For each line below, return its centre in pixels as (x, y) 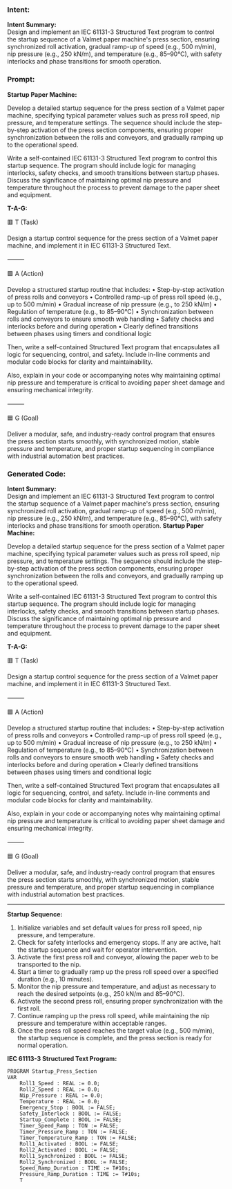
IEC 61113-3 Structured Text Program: (62, 1058)
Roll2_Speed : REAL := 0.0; (60, 1089)
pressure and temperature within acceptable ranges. (92, 1023)
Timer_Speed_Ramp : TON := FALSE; (69, 1125)
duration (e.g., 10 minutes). (55, 979)
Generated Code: (37, 474)
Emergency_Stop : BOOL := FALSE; (68, 1107)
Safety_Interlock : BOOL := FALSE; (71, 1114)
